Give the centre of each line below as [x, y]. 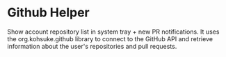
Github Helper [48, 13]
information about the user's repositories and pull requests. [92, 46]
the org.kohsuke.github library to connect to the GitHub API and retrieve [110, 38]
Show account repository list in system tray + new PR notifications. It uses [113, 32]
